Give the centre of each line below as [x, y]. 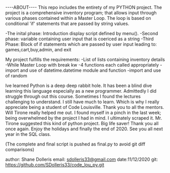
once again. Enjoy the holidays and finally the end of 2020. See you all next [84, 129]
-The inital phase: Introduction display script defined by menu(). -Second [82, 33]
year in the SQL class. [28, 134]
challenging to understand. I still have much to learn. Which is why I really [82, 102]
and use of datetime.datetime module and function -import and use [91, 70]
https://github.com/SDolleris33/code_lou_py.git [55, 165]
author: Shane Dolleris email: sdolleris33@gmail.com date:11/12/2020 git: [82, 159]
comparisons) [20, 149]
